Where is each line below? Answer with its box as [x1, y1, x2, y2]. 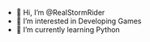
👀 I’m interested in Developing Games [15, 16, 142, 26]
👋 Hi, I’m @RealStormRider [15, 8, 105, 17]
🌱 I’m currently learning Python [15, 25, 120, 34]
